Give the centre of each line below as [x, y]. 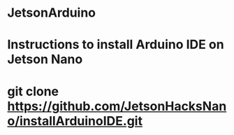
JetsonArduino [52, 13]
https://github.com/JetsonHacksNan [117, 106]
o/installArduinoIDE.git [75, 121]
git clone [33, 91]
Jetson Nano [45, 59]
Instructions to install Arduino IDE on [116, 45]
